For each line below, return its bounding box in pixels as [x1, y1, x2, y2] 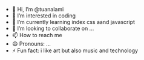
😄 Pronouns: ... [11, 40, 51, 47]
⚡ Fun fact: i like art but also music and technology [11, 47, 138, 54]
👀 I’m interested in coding [11, 12, 76, 19]
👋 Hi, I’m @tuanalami [11, 6, 64, 13]
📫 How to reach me [11, 32, 62, 38]
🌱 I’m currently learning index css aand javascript [11, 19, 135, 25]
